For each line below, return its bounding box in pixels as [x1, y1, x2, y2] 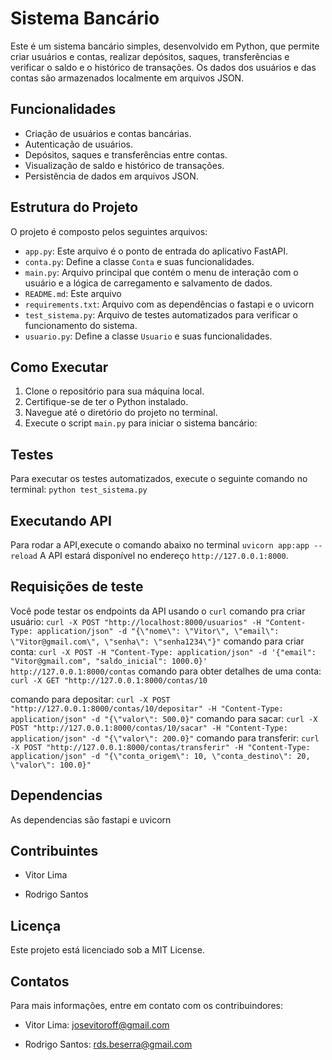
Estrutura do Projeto [10, 199, 139, 216]
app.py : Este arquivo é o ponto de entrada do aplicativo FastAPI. [24, 245, 288, 257]
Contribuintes [10, 843, 99, 860]
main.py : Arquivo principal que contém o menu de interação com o [24, 266, 299, 278]
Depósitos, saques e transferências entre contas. [24, 148, 228, 161]
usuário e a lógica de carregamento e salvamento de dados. [24, 277, 273, 289]
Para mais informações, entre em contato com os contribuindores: [10, 1000, 283, 1012]
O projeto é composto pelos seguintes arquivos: [10, 225, 208, 237]
